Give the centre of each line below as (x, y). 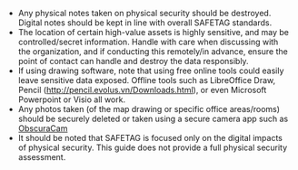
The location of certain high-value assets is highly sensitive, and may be (153, 32)
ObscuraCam (43, 128)
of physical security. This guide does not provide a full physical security (153, 147)
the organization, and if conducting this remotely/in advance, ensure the (153, 52)
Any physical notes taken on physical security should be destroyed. (144, 13)
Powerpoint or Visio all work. (71, 99)
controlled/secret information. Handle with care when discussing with (148, 42)
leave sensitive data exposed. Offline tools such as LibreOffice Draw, (147, 80)
